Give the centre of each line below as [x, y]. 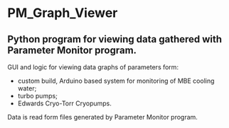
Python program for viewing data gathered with [115, 39]
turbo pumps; [38, 96]
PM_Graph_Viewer [63, 13]
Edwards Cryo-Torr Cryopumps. [65, 103]
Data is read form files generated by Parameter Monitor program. [102, 117]
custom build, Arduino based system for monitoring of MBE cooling [116, 81]
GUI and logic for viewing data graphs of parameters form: [93, 67]
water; [27, 88]
